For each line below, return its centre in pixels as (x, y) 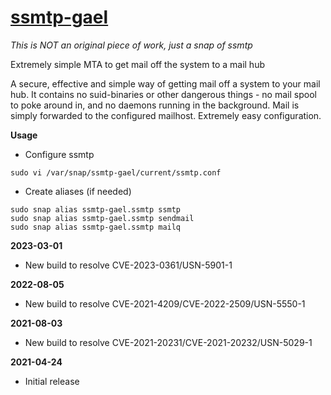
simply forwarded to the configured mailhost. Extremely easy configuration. (166, 115)
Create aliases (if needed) (78, 191)
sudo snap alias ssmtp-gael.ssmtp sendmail (102, 218)
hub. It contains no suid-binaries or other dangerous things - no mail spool (163, 94)
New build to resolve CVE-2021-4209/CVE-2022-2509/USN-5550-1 (165, 303)
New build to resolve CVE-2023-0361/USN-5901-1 (128, 265)
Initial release (52, 381)
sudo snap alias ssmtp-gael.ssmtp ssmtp (96, 209)
